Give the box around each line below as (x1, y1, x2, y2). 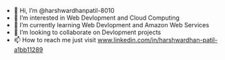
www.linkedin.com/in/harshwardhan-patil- (97, 36, 218, 44)
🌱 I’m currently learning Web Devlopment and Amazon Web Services (13, 21, 209, 29)
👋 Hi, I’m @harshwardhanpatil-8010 (13, 7, 115, 14)
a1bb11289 (13, 46, 43, 54)
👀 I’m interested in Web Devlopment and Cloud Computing (13, 14, 180, 22)
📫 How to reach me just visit (13, 36, 97, 44)
